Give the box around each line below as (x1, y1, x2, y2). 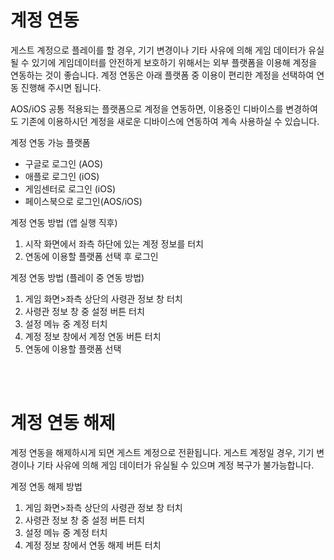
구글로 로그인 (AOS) (24, 157, 104, 170)
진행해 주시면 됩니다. (20, 81, 102, 93)
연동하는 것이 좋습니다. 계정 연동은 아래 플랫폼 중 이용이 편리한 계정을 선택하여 (10, 69, 315, 81)
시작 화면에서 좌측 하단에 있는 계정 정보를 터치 (24, 237, 204, 250)
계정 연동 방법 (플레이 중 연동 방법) (10, 271, 145, 283)
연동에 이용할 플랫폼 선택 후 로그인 (24, 250, 159, 262)
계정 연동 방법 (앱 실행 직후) (10, 216, 118, 228)
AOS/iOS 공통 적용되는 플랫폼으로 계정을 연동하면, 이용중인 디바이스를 (10, 102, 284, 115)
